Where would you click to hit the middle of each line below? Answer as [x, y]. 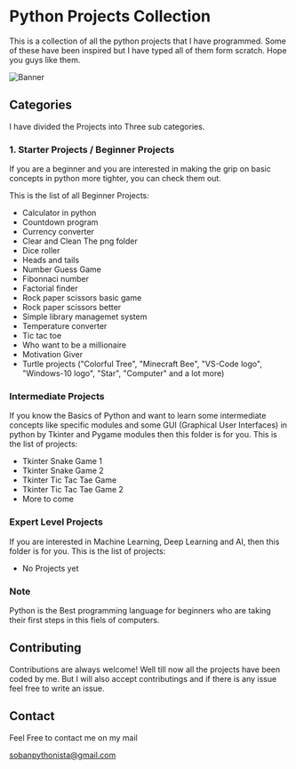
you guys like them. [45, 60]
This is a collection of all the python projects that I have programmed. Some [148, 41]
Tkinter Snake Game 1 [62, 461]
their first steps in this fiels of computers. [84, 620]
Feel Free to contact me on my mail [73, 737]
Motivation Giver [52, 355]
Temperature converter [64, 326]
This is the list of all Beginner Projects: [79, 196]
